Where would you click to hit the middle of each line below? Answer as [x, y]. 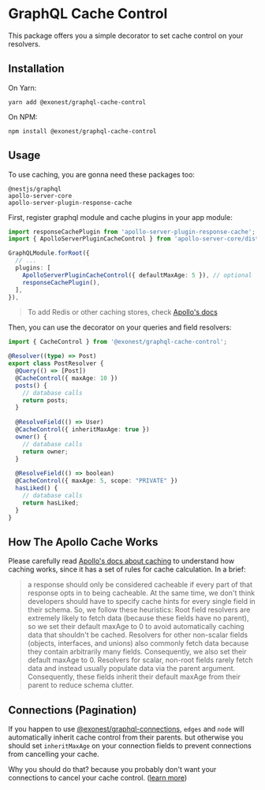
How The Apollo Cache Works [83, 542]
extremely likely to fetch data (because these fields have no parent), [138, 618]
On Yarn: [22, 88]
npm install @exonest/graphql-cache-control [82, 131]
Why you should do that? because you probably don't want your [112, 770]
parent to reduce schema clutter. [80, 685]
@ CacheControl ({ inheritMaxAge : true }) [82, 430]
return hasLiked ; [51, 503]
